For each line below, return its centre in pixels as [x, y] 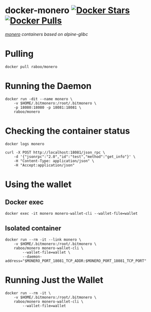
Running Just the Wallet [54, 280]
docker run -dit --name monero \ [39, 99]
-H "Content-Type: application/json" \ [54, 161]
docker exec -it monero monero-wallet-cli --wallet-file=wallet [71, 213]
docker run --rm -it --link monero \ [43, 240]
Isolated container [33, 228]
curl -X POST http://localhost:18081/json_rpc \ [55, 152]
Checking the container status [67, 131]
